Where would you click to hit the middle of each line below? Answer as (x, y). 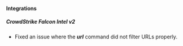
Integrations (21, 8)
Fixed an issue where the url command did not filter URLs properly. (96, 37)
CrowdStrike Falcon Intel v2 (41, 22)
